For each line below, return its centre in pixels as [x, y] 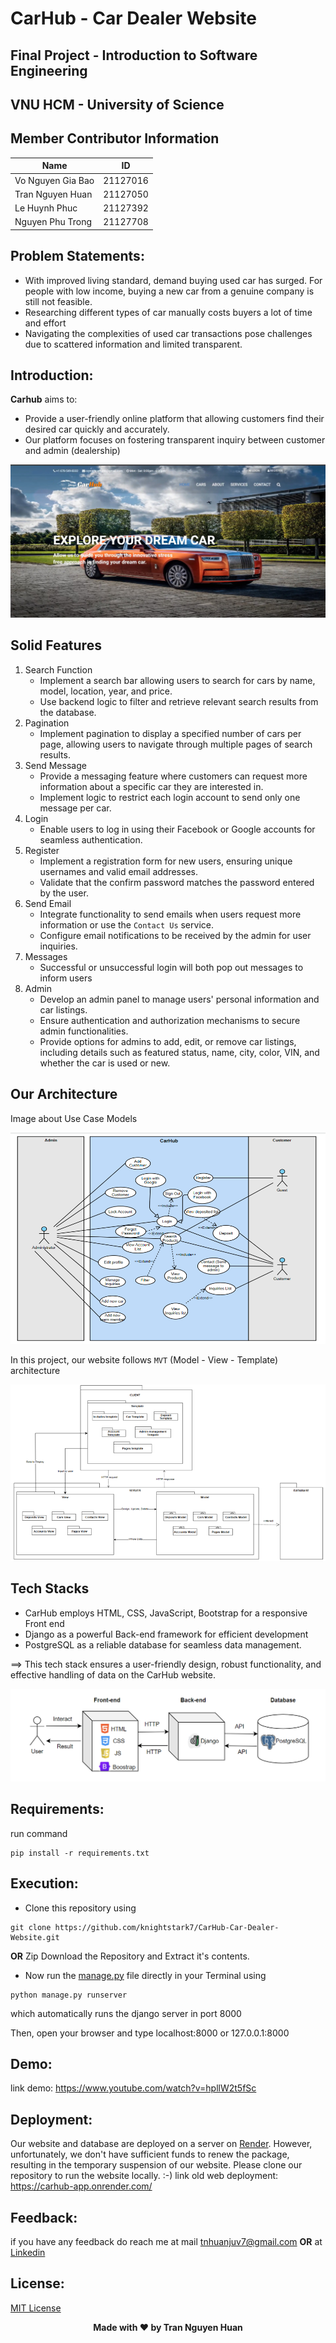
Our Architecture [64, 1094]
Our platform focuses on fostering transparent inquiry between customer [175, 440]
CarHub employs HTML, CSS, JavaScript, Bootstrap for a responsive [166, 1613]
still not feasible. [58, 301]
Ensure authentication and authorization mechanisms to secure [170, 1020]
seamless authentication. [91, 839]
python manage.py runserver [69, 1995]
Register [42, 850]
